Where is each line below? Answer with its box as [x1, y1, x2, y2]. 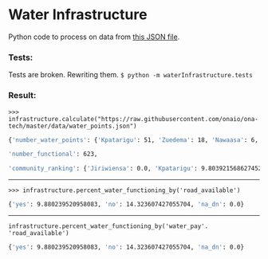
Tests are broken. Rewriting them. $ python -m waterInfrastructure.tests [8, 70, 253, 80]
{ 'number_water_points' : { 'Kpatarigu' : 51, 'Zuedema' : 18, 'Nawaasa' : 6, [8, 135, 259, 144]
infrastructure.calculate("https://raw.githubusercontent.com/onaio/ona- [8, 115, 259, 123]
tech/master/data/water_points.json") [8, 122, 137, 130]
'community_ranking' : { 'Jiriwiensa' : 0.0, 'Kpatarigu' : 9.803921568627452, [8, 165, 266, 173]
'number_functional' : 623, [8, 150, 98, 159]
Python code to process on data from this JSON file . [8, 32, 180, 41]
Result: [8, 90, 37, 101]
